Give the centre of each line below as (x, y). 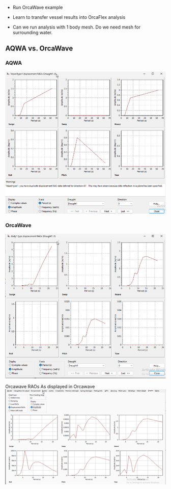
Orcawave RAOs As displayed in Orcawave (50, 386)
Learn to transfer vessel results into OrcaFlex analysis (69, 17)
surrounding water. (33, 32)
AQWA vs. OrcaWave (39, 49)
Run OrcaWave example (38, 7)
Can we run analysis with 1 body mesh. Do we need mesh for (77, 27)
